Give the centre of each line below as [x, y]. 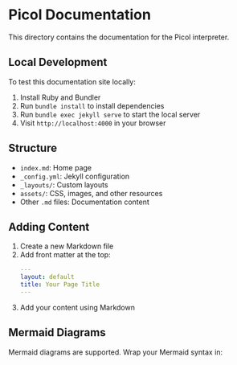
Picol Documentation [80, 15]
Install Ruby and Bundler [60, 97]
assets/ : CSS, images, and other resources [91, 193]
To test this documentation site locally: [72, 81]
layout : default [47, 277]
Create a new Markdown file [67, 246]
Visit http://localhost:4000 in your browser [93, 123]
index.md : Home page [56, 167]
